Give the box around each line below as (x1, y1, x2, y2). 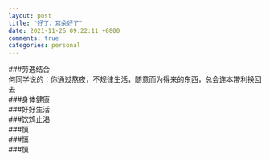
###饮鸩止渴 (8, 115, 51, 124)
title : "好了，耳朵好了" (8, 19, 83, 27)
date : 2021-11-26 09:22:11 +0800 (8, 26, 120, 34)
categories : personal (8, 42, 81, 50)
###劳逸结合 (8, 65, 51, 74)
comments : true (8, 34, 59, 42)
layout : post (8, 11, 52, 20)
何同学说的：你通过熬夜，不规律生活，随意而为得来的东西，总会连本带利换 (8, 74, 255, 84)
